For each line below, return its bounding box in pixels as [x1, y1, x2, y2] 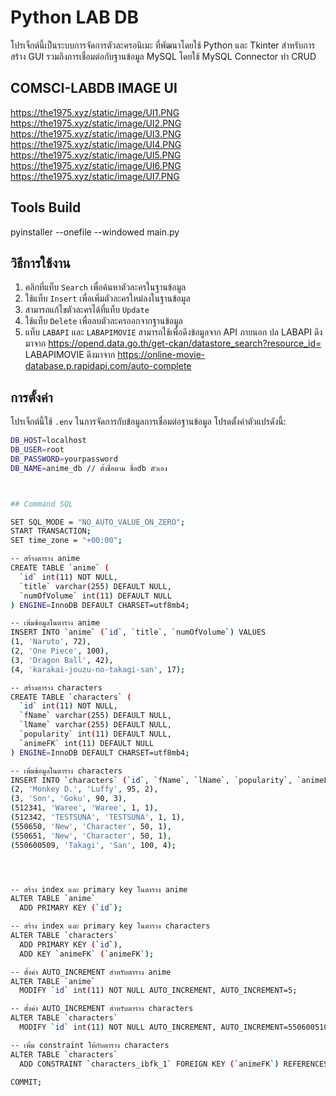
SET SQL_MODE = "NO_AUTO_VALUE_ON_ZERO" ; [10, 517, 186, 527]
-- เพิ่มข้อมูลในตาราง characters [10, 766, 123, 776]
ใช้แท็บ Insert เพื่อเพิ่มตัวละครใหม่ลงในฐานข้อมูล [24, 292, 191, 305]
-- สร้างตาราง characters [10, 682, 103, 693]
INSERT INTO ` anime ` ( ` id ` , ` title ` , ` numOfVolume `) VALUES [10, 627, 267, 638]
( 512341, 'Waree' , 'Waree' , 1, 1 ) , [10, 803, 159, 813]
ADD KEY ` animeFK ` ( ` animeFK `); [19, 949, 155, 959]
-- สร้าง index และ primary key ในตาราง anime [10, 884, 188, 895]
